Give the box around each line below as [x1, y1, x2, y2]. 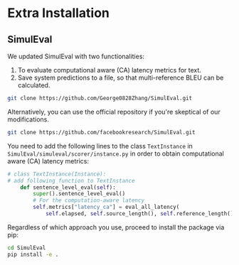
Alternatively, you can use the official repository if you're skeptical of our [7, 107, 221, 116]
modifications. [7, 115, 50, 124]
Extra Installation [7, 5, 110, 21]
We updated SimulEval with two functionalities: [7, 52, 144, 60]
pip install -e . [7, 251, 59, 258]
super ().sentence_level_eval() [33, 190, 126, 198]
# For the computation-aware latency [33, 197, 144, 204]
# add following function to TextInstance [7, 177, 135, 184]
